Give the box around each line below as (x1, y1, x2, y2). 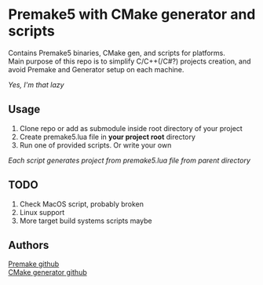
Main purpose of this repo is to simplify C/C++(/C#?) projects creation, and (8, 57, 251, 66)
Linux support (19, 207, 65, 217)
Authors (8, 238, 49, 252)
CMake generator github (8, 268, 88, 277)
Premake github (8, 259, 60, 269)
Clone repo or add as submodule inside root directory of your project (19, 123, 243, 133)
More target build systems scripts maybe (19, 216, 152, 225)
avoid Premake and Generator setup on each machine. (8, 64, 184, 74)
